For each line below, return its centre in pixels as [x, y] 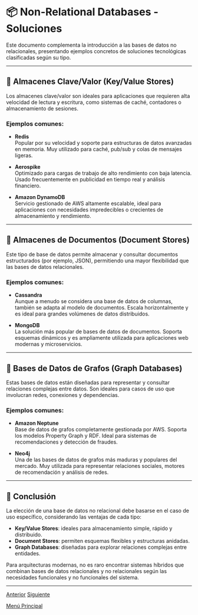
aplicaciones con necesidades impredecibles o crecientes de [89, 210]
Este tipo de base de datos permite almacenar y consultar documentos [92, 254]
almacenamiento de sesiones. [42, 108]
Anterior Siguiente [28, 594]
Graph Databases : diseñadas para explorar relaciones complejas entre [101, 547]
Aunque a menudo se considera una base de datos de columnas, [93, 301]
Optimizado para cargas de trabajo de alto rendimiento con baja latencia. [103, 173]
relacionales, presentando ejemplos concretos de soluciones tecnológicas [96, 51]
